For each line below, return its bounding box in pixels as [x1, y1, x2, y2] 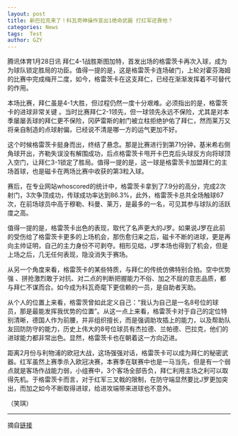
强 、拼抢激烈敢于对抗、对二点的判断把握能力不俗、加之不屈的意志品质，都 [7, 274, 227, 283]
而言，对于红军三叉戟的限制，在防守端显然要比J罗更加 [62, 375, 222, 384]
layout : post [7, 10, 46, 18]
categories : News [7, 23, 59, 30]
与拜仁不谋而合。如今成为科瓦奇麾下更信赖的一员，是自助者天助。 [7, 283, 200, 291]
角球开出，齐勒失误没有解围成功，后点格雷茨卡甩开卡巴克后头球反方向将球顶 [7, 150, 231, 158]
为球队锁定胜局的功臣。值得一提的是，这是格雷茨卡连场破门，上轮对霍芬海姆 [7, 66, 231, 74]
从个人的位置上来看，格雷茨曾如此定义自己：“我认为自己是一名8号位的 [7, 298, 212, 307]
